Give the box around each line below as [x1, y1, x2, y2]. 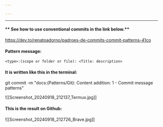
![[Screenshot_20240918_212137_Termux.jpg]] [5, 95, 97, 100]
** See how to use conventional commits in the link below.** [5, 26, 130, 32]
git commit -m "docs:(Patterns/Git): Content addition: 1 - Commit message [5, 80, 153, 86]
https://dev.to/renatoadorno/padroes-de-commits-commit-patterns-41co [5, 37, 151, 43]
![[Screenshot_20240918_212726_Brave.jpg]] [5, 116, 95, 122]
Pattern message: [5, 48, 42, 54]
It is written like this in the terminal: [5, 69, 78, 75]
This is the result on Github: [5, 105, 62, 111]
